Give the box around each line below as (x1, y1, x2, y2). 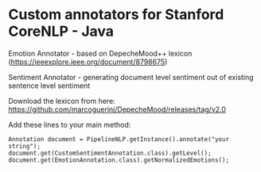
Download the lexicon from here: (8, 96, 115, 105)
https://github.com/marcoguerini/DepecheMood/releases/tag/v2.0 (8, 105, 227, 114)
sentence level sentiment (8, 81, 91, 90)
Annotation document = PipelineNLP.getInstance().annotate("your (8, 135, 229, 143)
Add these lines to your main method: (8, 120, 131, 129)
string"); (8, 142, 41, 150)
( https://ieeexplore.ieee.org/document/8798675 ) (8, 57, 168, 67)
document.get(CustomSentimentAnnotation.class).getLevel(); (8, 149, 212, 157)
